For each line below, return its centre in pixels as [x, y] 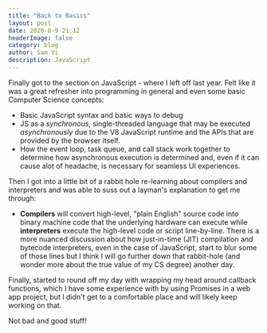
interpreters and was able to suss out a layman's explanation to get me [124, 190]
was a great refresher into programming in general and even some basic [127, 91]
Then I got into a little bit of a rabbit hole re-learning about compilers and [128, 181]
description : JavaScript [49, 61]
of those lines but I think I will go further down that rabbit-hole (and [130, 256]
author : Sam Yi [33, 53]
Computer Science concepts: [56, 100]
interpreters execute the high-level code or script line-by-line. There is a [139, 230]
